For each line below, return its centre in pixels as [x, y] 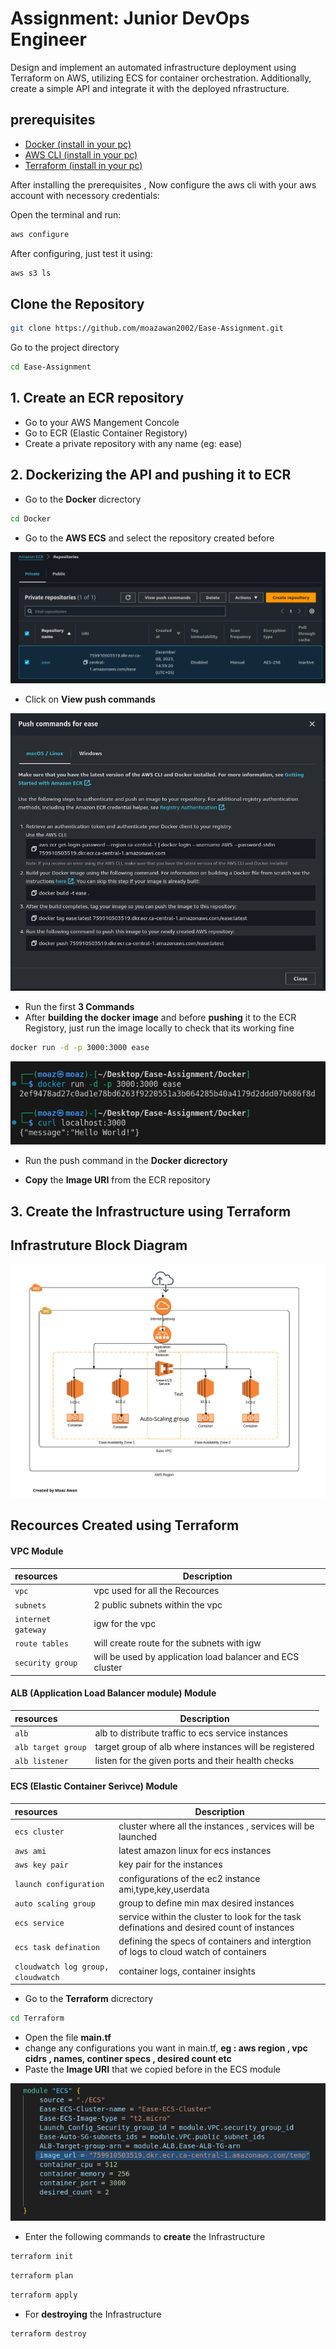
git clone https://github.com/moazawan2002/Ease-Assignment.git [147, 328]
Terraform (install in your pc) [83, 165]
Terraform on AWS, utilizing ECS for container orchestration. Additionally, [161, 78]
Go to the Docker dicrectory [83, 499]
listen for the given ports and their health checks [194, 1761]
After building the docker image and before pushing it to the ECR [160, 1018]
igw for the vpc [125, 1624]
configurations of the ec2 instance [189, 1878]
